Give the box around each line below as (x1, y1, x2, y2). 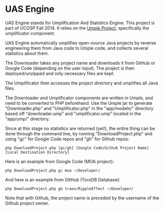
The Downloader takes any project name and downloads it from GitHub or (5, 60, 156, 66)
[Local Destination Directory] (5, 150, 70, 155)
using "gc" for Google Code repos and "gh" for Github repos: (5, 136, 129, 142)
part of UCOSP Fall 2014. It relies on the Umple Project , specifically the (5, 25, 149, 31)
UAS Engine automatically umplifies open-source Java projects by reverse (5, 40, 157, 45)
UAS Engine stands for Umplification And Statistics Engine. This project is (5, 20, 155, 26)
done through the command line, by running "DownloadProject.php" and (5, 130, 153, 136)
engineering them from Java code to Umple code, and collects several (5, 45, 148, 51)
